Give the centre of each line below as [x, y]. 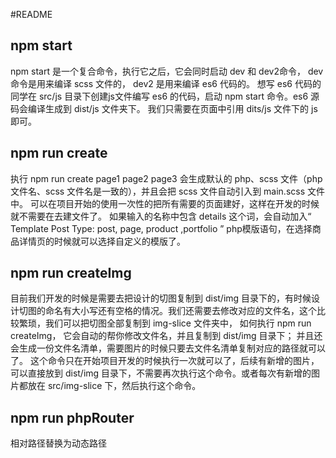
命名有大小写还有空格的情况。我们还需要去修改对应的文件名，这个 [180, 311]
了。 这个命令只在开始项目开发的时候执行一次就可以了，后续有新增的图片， [165, 361]
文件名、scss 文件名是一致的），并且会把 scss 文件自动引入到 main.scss [158, 191]
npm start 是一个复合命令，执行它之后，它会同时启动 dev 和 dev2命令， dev [167, 71]
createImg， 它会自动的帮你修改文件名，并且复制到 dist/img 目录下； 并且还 [166, 336]
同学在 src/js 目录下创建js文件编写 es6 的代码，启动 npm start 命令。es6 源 [165, 96]
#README [31, 14]
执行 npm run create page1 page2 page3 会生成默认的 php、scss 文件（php [166, 178]
